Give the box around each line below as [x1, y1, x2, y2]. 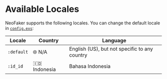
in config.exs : [5, 25, 34, 31]
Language [102, 37, 127, 44]
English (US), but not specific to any [69, 45, 153, 52]
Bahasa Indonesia [69, 63, 111, 70]
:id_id [7, 63, 23, 69]
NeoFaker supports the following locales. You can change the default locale [5, 20, 161, 26]
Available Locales [5, 3, 80, 15]
